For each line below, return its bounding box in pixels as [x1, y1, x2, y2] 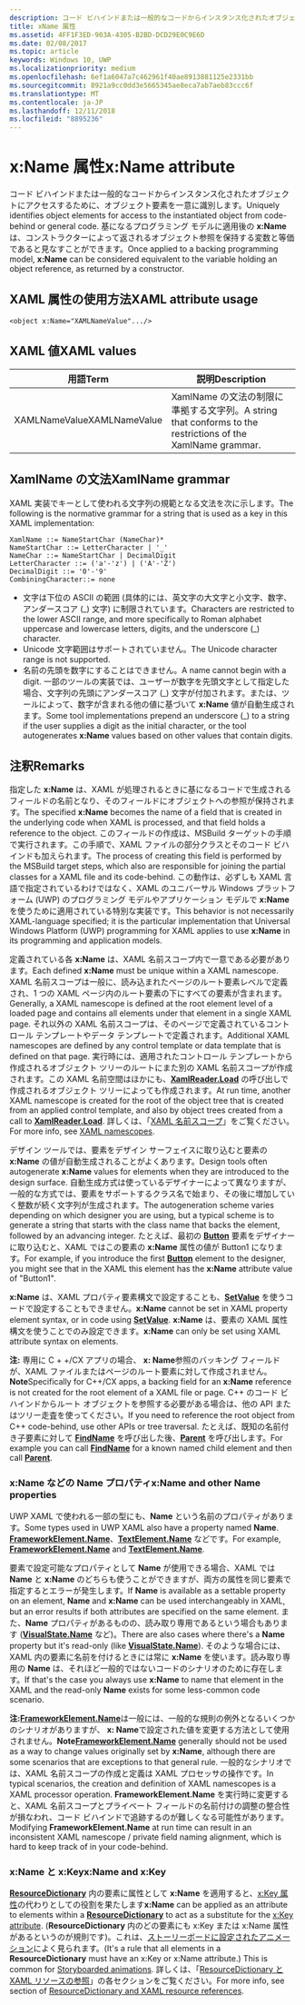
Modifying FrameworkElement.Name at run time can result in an [9, 1821, 252, 1832]
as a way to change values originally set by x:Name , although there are [9, 1745, 276, 1756]
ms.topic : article [9, 47, 79, 56]
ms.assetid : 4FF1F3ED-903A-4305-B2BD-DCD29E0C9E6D [9, 30, 205, 39]
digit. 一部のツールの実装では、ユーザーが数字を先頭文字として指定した [22, 676, 290, 687]
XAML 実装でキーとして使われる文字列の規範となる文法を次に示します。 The [9, 497, 294, 509]
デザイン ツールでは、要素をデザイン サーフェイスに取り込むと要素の [9, 1145, 268, 1156]
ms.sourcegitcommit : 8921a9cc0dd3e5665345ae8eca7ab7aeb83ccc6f [9, 81, 254, 90]
